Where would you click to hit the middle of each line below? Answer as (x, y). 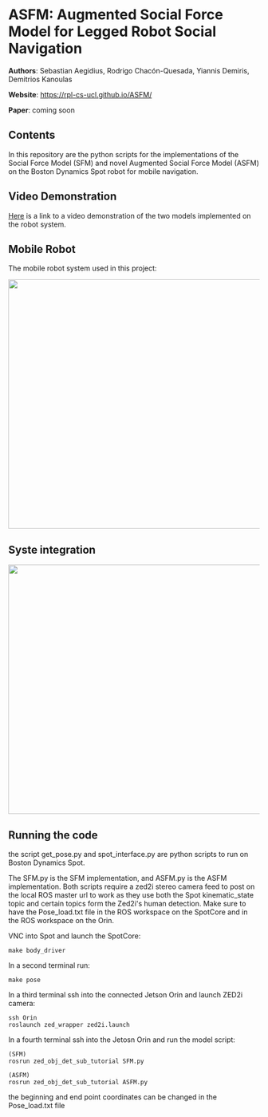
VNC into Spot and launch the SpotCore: (75, 936)
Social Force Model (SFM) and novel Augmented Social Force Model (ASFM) (134, 163)
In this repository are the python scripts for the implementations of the (124, 154)
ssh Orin (23, 1018)
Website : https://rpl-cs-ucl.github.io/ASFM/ (80, 94)
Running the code (53, 835)
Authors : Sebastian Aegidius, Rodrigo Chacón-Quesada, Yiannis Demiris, (129, 70)
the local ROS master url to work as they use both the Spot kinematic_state (131, 895)
